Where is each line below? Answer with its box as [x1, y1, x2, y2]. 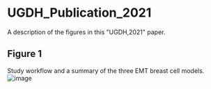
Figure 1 [7, 48, 42, 60]
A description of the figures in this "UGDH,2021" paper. [7, 28, 166, 36]
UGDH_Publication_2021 [7, 5, 152, 21]
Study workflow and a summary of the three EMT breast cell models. [7, 66, 205, 74]
